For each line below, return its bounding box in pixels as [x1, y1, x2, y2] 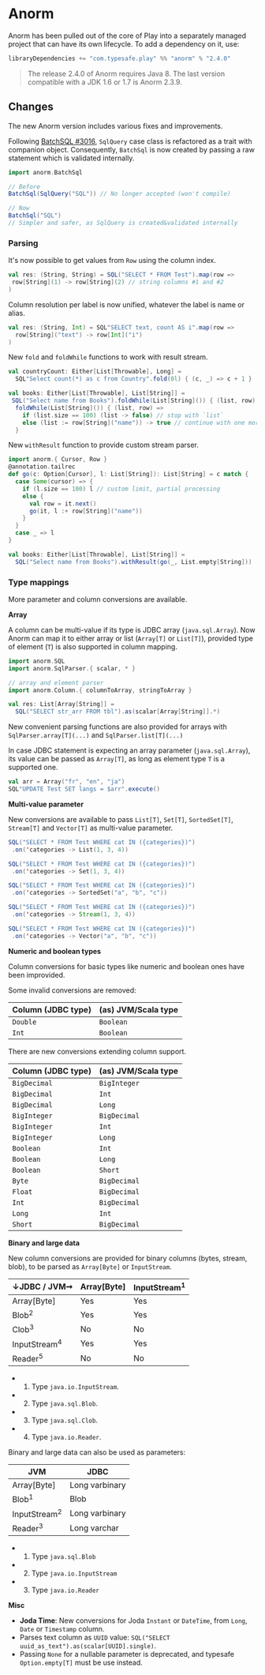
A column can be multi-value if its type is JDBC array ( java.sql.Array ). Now [8, 625, 256, 634]
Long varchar [69, 1522, 120, 1533]
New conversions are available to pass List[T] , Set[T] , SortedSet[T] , [8, 814, 234, 824]
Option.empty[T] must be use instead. [19, 1658, 144, 1667]
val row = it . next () [28, 499, 97, 508]
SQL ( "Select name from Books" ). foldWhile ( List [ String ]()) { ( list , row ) [11, 396, 256, 405]
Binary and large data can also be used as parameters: [8, 1448, 186, 1457]
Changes [8, 100, 54, 114]
